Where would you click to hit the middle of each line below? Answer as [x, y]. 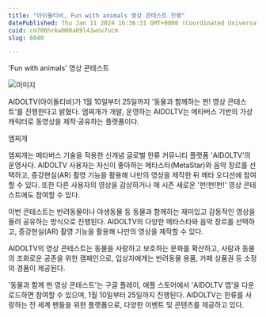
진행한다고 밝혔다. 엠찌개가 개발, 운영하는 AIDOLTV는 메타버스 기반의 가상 [139, 112]
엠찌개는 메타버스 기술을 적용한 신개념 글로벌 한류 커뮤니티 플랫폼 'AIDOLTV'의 [129, 155]
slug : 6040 [26, 38]
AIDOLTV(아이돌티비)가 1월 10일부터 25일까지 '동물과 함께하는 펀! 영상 [117, 102]
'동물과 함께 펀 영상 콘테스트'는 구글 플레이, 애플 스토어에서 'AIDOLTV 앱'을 [124, 285]
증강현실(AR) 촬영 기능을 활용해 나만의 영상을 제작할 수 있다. [111, 231]
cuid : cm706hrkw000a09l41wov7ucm [63, 30]
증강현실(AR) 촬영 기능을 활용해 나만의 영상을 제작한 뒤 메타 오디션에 [137, 175]
